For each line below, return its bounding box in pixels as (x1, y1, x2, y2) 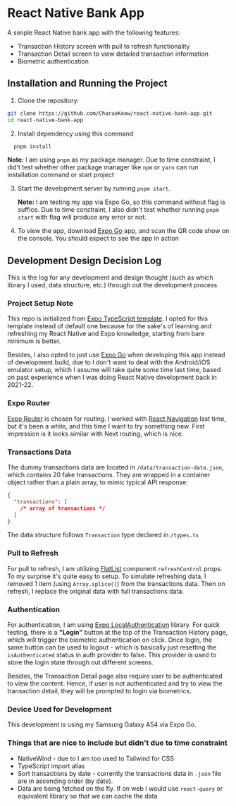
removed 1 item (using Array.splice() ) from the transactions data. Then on (7, 579, 225, 587)
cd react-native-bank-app (7, 116, 83, 124)
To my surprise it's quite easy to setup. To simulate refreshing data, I (7, 572, 206, 580)
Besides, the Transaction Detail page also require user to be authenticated (7, 672, 223, 681)
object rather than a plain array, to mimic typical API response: (7, 478, 188, 486)
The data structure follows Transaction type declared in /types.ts (7, 531, 199, 539)
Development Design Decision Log (7, 254, 162, 266)
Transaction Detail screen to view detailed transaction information (17, 49, 209, 58)
